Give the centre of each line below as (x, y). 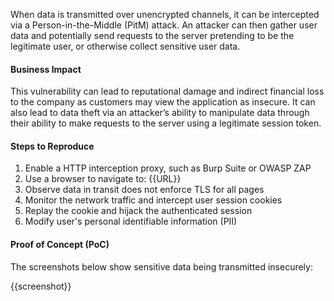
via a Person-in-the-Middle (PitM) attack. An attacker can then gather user (164, 25)
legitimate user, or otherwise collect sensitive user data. (125, 46)
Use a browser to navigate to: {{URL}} (103, 179)
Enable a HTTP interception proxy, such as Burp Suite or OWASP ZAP (168, 168)
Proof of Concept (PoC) (60, 244)
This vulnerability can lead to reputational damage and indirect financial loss (167, 91)
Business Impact (46, 69)
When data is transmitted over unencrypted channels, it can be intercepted (165, 14)
